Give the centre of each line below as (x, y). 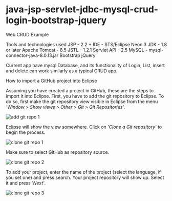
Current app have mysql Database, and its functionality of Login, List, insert (85, 65)
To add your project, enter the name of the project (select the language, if (83, 172)
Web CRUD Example (27, 34)
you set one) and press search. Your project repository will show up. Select (85, 177)
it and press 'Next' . (26, 183)
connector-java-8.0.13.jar (32, 55)
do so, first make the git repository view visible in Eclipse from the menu (82, 102)
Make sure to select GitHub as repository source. (58, 152)
